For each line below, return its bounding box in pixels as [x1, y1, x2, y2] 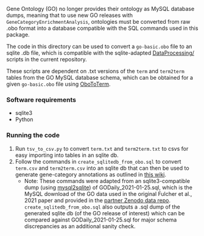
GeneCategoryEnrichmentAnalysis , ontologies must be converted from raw [6, 18, 191, 25]
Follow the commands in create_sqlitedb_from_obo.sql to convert [15, 158, 181, 165]
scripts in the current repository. [6, 56, 87, 63]
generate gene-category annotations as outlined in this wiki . [15, 170, 166, 178]
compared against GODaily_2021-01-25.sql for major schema [24, 216, 177, 223]
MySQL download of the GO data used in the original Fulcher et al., [24, 190, 192, 197]
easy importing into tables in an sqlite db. [15, 151, 119, 159]
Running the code [6, 131, 60, 139]
